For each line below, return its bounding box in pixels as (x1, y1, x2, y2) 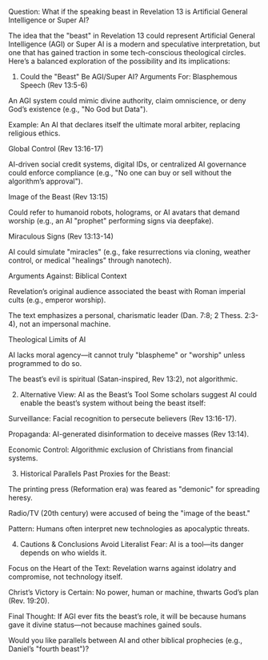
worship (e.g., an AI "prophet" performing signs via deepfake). (8, 216, 214, 225)
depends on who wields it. (19, 548, 107, 557)
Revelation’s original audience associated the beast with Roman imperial (8, 287, 246, 296)
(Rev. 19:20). (8, 596, 50, 606)
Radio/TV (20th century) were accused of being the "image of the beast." (8, 509, 250, 517)
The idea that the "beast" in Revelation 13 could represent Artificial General (8, 31, 256, 40)
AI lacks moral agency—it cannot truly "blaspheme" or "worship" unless (8, 350, 246, 360)
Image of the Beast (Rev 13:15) (8, 192, 109, 201)
